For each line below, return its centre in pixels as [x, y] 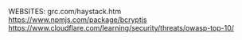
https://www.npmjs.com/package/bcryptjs [78, 20]
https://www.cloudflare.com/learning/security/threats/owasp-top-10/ [121, 28]
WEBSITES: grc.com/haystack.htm [65, 11]
